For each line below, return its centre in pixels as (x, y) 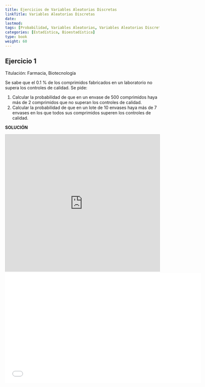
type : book (16, 37)
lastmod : (14, 23)
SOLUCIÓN (16, 127)
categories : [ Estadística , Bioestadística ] (50, 32)
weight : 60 (16, 42)
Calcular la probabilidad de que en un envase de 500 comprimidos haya (85, 97)
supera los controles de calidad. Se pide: (46, 87)
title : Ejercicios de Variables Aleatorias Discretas (61, 10)
